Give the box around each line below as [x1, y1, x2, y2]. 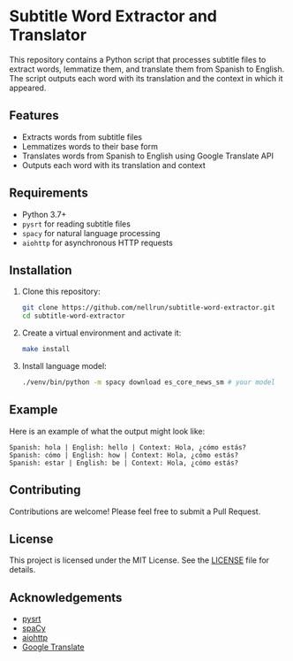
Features [9, 108, 59, 123]
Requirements [9, 186, 88, 201]
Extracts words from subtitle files [21, 131, 143, 142]
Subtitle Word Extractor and [9, 6, 218, 27]
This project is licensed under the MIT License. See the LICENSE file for [9, 555, 270, 565]
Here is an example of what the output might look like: [9, 426, 206, 436]
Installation [9, 263, 72, 278]
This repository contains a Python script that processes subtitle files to [9, 54, 267, 65]
